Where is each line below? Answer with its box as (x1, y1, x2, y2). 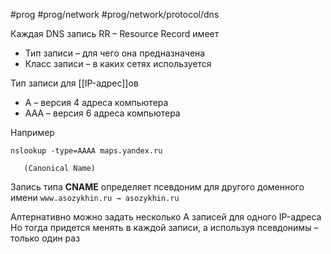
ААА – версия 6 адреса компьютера (24, 107, 181, 119)
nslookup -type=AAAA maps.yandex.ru (10, 146, 163, 156)
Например (10, 127, 55, 138)
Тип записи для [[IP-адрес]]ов (10, 77, 139, 89)
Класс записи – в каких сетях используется (24, 58, 212, 69)
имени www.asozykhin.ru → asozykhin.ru (10, 192, 180, 203)
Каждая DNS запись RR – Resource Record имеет (10, 28, 220, 39)
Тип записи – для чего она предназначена (24, 47, 206, 59)
